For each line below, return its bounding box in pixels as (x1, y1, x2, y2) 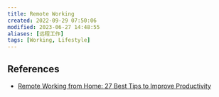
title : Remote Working (7, 10, 75, 18)
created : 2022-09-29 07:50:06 (7, 17, 97, 24)
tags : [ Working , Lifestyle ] (7, 37, 91, 44)
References (7, 63, 60, 75)
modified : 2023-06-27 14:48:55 (7, 23, 100, 30)
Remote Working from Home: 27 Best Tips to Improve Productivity (17, 81, 212, 90)
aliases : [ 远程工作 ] (7, 30, 64, 38)
